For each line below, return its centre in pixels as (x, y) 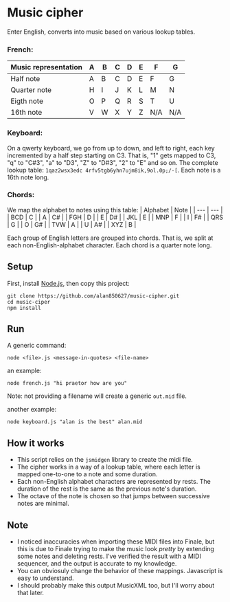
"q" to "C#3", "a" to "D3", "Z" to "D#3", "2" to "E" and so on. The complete (113, 162)
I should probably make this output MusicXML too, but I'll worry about (116, 586)
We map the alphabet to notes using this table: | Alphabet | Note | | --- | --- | (115, 210)
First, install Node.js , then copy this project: (69, 283)
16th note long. (28, 177)
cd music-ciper (29, 302)
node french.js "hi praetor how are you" (67, 383)
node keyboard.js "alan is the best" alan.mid (75, 422)
